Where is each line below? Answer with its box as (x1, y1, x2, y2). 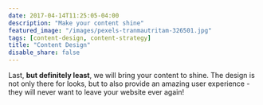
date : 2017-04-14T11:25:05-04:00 (8, 11, 120, 20)
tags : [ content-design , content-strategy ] (8, 33, 151, 42)
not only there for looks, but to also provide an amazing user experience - (8, 79, 250, 88)
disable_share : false (8, 49, 80, 56)
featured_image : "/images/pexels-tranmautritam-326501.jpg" (8, 26, 213, 34)
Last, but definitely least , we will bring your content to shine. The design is (8, 71, 255, 80)
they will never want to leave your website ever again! (8, 87, 185, 96)
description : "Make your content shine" (8, 19, 145, 27)
